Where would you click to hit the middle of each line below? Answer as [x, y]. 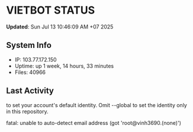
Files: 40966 [30, 72]
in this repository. [27, 111]
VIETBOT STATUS [51, 10]
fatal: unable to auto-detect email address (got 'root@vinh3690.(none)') [94, 123]
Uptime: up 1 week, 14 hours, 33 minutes [64, 66]
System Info [29, 45]
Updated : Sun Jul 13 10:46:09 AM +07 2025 [60, 27]
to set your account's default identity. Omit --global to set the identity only [97, 105]
